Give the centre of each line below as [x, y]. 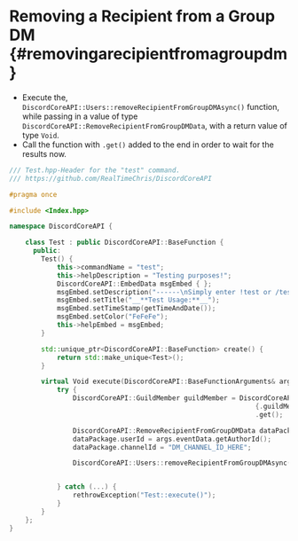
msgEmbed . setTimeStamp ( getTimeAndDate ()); [136, 309]
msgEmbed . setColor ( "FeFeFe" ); [112, 317]
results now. [44, 153]
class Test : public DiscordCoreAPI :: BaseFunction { [125, 243]
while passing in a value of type [80, 116]
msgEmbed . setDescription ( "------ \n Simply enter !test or [164, 292]
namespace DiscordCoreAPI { [61, 227]
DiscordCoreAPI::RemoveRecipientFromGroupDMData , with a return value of [155, 125]
